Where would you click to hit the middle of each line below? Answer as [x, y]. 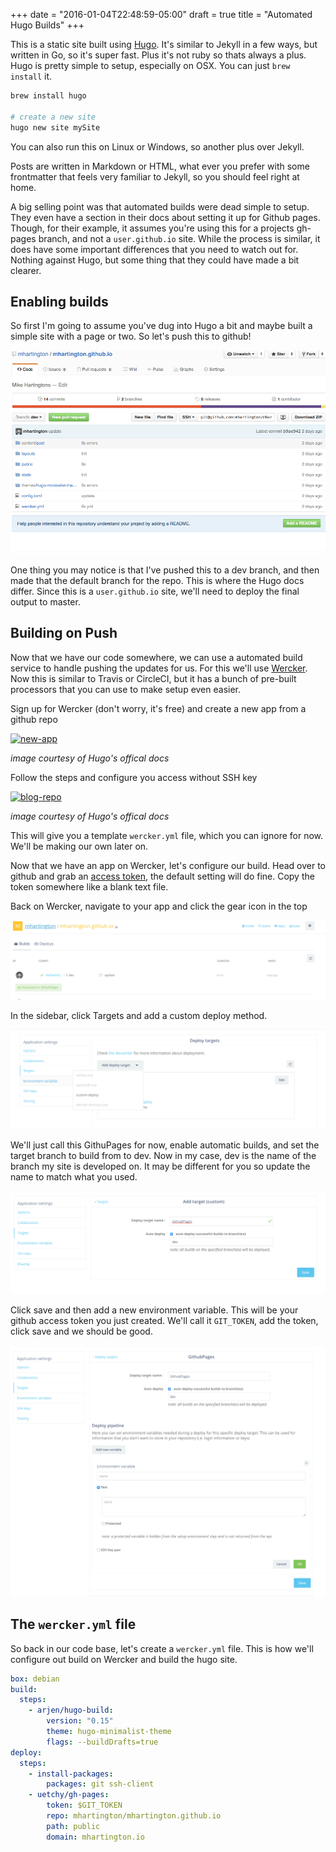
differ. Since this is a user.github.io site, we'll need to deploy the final [155, 591]
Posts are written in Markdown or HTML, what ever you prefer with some [160, 166]
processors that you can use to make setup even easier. [126, 689]
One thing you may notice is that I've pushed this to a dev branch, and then [165, 570]
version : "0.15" [80, 1721]
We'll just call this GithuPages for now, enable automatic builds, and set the [165, 1145]
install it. [31, 76]
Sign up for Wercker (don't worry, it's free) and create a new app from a [158, 708]
